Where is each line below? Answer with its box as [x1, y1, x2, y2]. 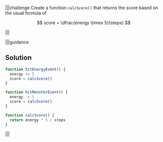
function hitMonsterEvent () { [5, 90, 68, 95]
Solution [5, 53, 32, 62]
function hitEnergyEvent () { [5, 66, 66, 72]
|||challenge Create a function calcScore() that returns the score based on [5, 5, 159, 10]
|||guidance [5, 39, 29, 45]
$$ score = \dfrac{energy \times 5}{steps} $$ [36, 20, 131, 25]
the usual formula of [5, 10, 47, 16]
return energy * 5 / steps [9, 117, 66, 122]
